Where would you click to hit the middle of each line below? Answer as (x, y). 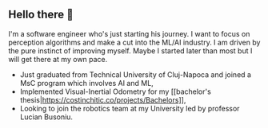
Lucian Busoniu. (46, 117)
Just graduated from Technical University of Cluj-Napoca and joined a (136, 74)
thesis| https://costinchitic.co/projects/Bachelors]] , (103, 99)
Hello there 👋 (41, 15)
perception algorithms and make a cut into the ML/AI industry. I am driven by (134, 42)
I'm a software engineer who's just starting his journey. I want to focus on (129, 33)
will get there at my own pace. (58, 59)
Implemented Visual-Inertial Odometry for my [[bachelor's (116, 91)
